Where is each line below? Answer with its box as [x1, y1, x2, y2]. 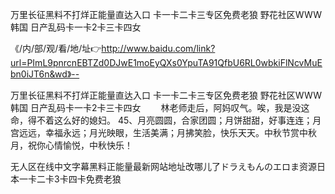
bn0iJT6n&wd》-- [10, 68, 80, 80]
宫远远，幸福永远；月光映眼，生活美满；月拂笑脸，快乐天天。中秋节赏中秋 [10, 127, 317, 138]
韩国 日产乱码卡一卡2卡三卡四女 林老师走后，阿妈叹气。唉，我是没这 [10, 102, 310, 113]
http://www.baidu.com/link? [101, 43, 216, 54]
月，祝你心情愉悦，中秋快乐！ [10, 139, 133, 151]
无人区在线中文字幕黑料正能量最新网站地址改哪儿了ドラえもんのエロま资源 [10, 161, 317, 172]
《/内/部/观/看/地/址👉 [10, 43, 102, 54]
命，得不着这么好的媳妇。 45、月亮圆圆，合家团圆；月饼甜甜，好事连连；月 [10, 114, 322, 126]
